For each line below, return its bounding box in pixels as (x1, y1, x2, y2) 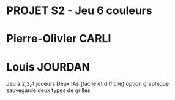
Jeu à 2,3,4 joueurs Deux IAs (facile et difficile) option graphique (6, 80, 169, 88)
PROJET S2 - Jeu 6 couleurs (6, 4, 152, 18)
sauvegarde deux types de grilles (6, 87, 91, 94)
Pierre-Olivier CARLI (6, 32, 111, 46)
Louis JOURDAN (6, 60, 91, 74)
